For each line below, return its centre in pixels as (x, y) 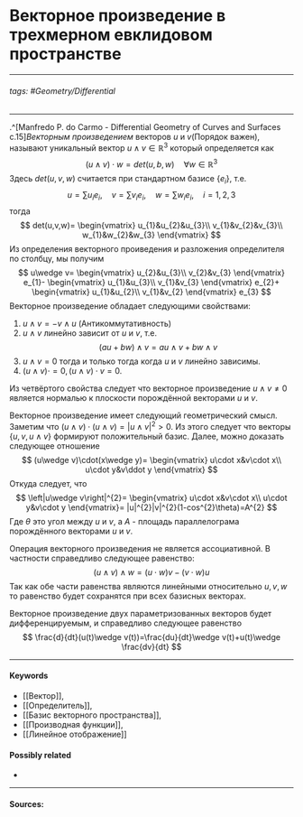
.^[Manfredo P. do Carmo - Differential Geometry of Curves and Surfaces (145, 127)
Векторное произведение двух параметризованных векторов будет (141, 613)
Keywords (29, 676)
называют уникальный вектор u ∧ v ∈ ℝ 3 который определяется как (142, 147)
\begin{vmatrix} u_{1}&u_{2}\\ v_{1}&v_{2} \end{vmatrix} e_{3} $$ (151, 292)
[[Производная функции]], (73, 724)
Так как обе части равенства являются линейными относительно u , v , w (148, 586)
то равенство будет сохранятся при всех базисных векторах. (128, 596)
